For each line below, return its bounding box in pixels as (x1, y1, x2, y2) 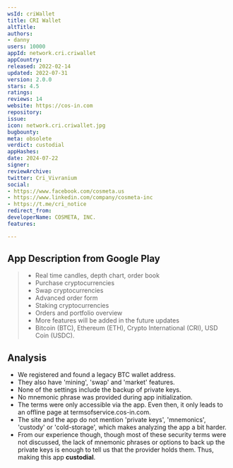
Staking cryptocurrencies (35, 301, 109, 310)
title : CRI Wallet (7, 17, 61, 24)
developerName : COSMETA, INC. (7, 214, 97, 221)
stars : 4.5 (7, 83, 40, 90)
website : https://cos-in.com (7, 102, 93, 109)
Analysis (7, 352, 47, 364)
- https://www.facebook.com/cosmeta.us (7, 188, 125, 195)
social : (7, 181, 30, 188)
